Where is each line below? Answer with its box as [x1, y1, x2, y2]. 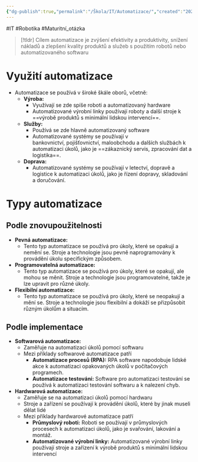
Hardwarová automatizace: [14, 388, 83, 395]
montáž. [32, 431, 52, 439]
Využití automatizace [6, 69, 113, 82]
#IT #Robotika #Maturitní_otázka [6, 25, 85, 32]
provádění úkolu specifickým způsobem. [23, 255, 123, 262]
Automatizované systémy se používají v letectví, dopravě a [32, 164, 175, 171]
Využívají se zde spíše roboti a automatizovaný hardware [32, 101, 171, 108]
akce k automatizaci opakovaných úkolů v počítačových [32, 363, 168, 370]
